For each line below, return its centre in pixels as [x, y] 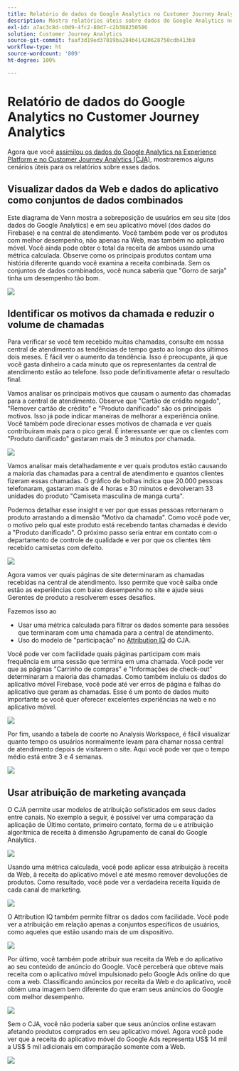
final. [15, 380]
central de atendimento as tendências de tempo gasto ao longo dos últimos [118, 349]
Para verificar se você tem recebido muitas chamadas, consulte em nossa [116, 342]
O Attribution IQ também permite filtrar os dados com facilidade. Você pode [118, 917]
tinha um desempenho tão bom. [54, 278]
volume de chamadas [56, 325]
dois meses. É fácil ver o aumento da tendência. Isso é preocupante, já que [117, 357]
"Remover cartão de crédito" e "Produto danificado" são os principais [110, 408]
